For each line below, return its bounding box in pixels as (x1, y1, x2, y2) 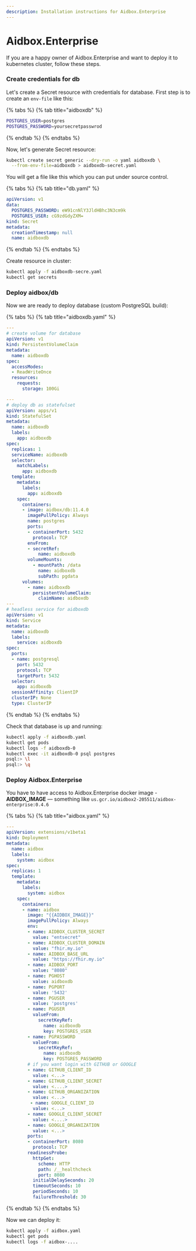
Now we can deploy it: (6, 1216, 61, 1223)
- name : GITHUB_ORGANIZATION (27, 1089, 100, 1095)
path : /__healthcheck (37, 1166, 92, 1173)
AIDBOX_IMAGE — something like (6, 796, 90, 803)
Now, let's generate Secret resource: (6, 146, 96, 153)
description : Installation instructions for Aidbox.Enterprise (6, 8, 166, 15)
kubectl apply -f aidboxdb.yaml (6, 734, 86, 740)
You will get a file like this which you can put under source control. (6, 174, 169, 181)
